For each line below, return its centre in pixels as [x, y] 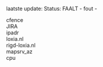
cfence [15, 20]
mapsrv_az [19, 52]
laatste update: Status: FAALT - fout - [51, 9]
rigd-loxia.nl [21, 45]
